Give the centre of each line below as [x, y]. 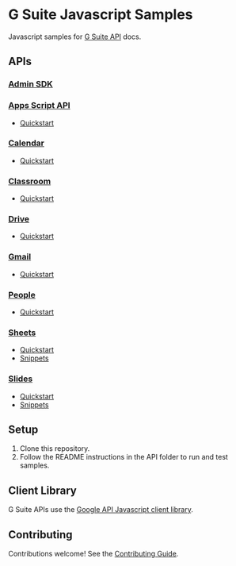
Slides [21, 379]
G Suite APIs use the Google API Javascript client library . [101, 510]
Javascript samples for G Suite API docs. [75, 37]
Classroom [30, 181]
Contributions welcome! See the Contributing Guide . [93, 554]
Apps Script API [39, 106]
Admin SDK [30, 84]
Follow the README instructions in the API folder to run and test [124, 457]
